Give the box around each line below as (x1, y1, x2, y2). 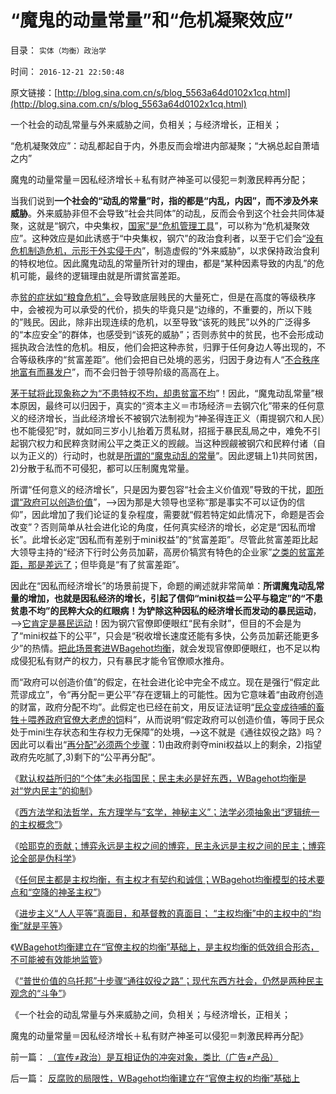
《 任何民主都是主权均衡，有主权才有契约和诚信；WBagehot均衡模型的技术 (10, 873, 317, 885)
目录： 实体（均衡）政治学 (10, 44, 107, 56)
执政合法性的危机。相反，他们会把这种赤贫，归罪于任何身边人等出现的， (18, 341, 317, 353)
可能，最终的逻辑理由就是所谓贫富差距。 (18, 269, 186, 281)
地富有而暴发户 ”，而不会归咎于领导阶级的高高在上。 (10, 366, 225, 378)
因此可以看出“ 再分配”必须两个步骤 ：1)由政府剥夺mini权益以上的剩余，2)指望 (10, 738, 323, 750)
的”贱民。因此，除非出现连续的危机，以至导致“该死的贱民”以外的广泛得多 (10, 316, 312, 328)
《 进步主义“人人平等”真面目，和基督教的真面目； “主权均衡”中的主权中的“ (10, 907, 313, 919)
